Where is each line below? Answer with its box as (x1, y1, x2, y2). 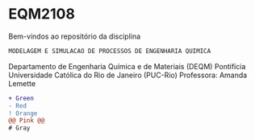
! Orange (8, 109, 38, 117)
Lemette (8, 78, 36, 89)
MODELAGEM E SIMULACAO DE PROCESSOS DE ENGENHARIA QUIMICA (8, 47, 211, 55)
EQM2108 (8, 5, 75, 23)
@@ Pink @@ (8, 117, 45, 125)
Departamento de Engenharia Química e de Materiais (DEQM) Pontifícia (8, 61, 246, 71)
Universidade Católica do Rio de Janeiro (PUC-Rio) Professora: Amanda (8, 70, 248, 80)
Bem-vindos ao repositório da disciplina (8, 31, 141, 41)
